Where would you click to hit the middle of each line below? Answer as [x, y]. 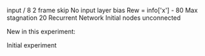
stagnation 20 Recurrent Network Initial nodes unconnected [94, 18]
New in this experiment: [41, 32]
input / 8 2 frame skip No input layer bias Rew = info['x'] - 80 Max [102, 10]
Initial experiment [32, 45]
